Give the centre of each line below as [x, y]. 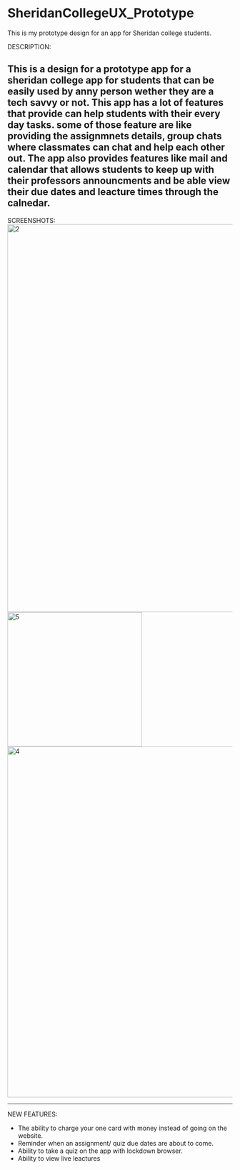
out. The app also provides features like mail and [117, 159]
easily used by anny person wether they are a [111, 92]
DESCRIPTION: [29, 46]
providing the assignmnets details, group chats [115, 136]
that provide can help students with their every [114, 114]
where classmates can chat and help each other [116, 147]
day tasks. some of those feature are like [100, 125]
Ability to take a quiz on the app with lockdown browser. [100, 1151]
